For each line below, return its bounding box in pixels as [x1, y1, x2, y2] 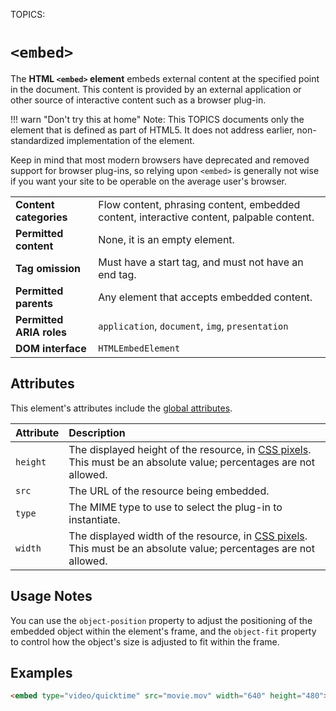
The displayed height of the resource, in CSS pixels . [68, 442, 312, 456]
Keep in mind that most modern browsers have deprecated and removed [10, 154, 310, 166]
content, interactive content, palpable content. [98, 210, 315, 224]
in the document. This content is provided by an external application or [10, 83, 302, 95]
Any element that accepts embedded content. [98, 290, 313, 304]
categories [15, 210, 68, 224]
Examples [10, 664, 73, 681]
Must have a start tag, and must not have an [98, 255, 304, 269]
